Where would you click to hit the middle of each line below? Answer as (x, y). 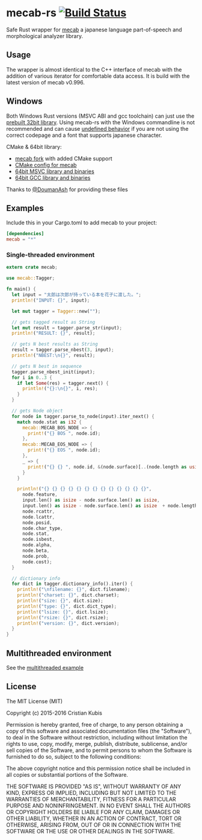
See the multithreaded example (45, 668)
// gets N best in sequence (47, 366)
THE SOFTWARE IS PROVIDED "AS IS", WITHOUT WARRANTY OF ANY (94, 786)
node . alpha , (37, 545)
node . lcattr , (38, 517)
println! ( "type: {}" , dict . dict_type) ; (67, 606)
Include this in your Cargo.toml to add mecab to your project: (82, 223)
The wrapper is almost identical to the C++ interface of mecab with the (94, 69)
